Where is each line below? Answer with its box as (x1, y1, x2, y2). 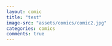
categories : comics (6, 25, 56, 32)
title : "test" (6, 14, 42, 20)
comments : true (6, 31, 45, 37)
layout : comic (6, 8, 42, 15)
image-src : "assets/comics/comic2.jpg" (6, 20, 107, 26)
